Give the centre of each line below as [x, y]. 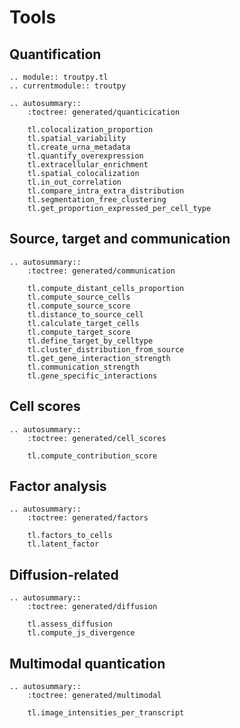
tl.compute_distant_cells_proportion [106, 288]
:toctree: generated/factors [88, 518]
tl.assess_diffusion [70, 624]
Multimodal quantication [87, 663]
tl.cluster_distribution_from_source [106, 349]
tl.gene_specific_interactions [92, 376]
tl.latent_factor [63, 544]
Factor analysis [58, 486]
